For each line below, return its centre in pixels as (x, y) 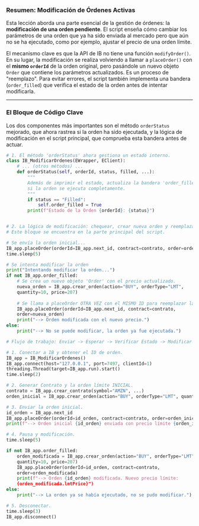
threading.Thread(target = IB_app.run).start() (63, 369)
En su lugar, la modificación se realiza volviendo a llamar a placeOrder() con (99, 60)
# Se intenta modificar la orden (47, 265)
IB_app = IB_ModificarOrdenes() (46, 358)
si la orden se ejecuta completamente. (77, 188)
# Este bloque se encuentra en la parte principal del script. (86, 232)
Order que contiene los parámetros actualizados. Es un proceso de (87, 73)
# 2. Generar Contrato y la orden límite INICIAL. (70, 386)
